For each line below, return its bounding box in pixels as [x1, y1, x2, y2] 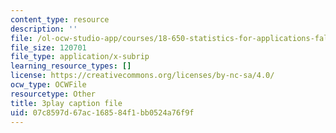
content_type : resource [10, 14, 110, 25]
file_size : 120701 [10, 42, 87, 53]
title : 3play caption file [10, 98, 123, 108]
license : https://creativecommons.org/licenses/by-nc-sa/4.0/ [10, 71, 275, 81]
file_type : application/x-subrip [10, 52, 150, 62]
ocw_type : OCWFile [10, 80, 87, 90]
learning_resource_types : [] [10, 61, 132, 71]
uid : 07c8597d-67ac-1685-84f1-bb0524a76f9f [10, 107, 195, 118]
